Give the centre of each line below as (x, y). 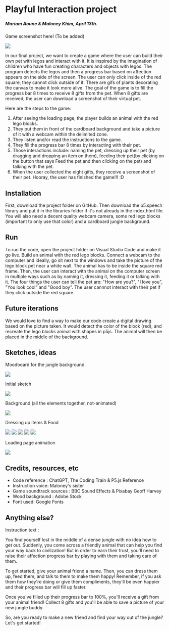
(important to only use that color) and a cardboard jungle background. (78, 221)
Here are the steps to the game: (38, 108)
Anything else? (30, 517)
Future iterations (32, 309)
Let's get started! (23, 623)
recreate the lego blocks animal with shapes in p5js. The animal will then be (84, 331)
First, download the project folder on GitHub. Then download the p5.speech (84, 205)
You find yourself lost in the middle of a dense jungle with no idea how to (81, 540)
